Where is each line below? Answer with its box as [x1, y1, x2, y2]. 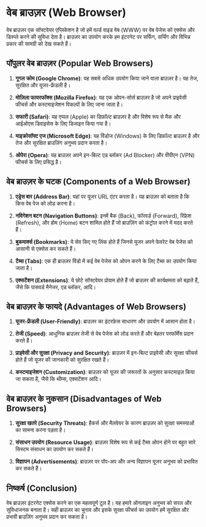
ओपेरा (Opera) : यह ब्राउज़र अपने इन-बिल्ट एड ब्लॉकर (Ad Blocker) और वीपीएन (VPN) [15, 151, 195, 158]
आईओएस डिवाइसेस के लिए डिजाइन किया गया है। [15, 120, 112, 127]
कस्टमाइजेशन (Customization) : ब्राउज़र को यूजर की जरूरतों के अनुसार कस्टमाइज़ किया [15, 369, 195, 376]
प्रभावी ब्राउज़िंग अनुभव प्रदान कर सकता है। [6, 513, 88, 520]
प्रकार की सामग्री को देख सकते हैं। [6, 40, 72, 47]
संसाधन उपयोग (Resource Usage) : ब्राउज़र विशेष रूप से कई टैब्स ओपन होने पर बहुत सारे [15, 439, 196, 446]
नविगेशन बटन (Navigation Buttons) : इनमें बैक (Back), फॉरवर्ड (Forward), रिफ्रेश [15, 212, 192, 219]
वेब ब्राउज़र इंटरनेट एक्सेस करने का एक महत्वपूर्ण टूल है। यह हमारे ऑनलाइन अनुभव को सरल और [6, 499, 192, 506]
